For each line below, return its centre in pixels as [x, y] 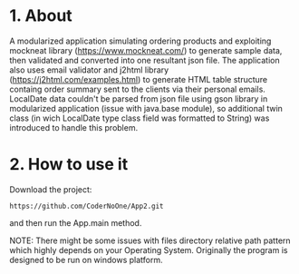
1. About [41, 16]
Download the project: [51, 189]
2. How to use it [69, 165]
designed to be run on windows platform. [86, 259]
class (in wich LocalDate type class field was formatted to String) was [140, 118]
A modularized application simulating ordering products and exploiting [140, 41]
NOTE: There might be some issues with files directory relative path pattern [150, 240]
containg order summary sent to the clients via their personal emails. [137, 89]
